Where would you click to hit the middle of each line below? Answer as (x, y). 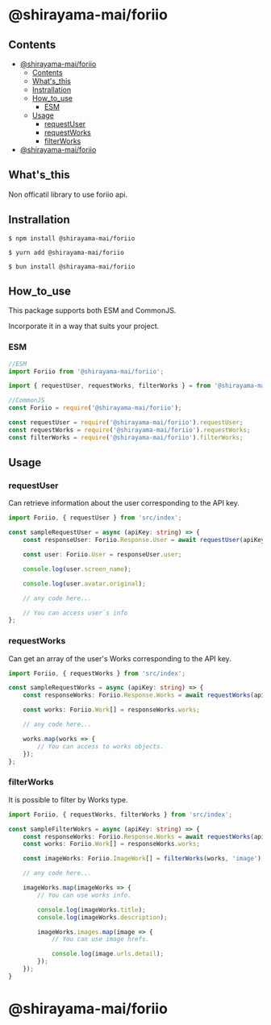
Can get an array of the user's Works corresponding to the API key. (120, 658)
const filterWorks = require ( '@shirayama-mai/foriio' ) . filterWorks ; (126, 437)
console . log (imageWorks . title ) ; (92, 910)
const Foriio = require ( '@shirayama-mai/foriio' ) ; (95, 408)
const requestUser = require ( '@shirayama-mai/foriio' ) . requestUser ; (126, 423)
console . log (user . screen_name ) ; (77, 569)
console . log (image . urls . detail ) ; (107, 954)
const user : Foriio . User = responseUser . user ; (102, 555)
